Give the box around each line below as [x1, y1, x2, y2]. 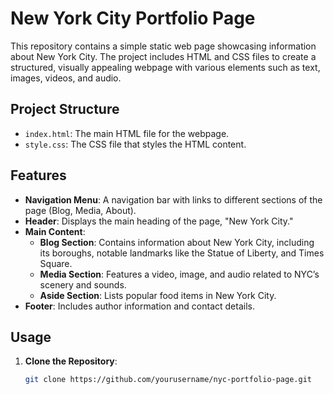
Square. [39, 257, 73, 269]
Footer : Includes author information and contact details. [24, 300, 255, 312]
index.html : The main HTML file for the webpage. [24, 127, 230, 139]
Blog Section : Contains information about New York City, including [39, 236, 315, 248]
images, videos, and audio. [10, 72, 122, 84]
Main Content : [24, 225, 86, 237]
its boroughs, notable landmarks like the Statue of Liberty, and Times [39, 247, 325, 259]
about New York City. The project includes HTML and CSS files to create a [10, 50, 317, 62]
